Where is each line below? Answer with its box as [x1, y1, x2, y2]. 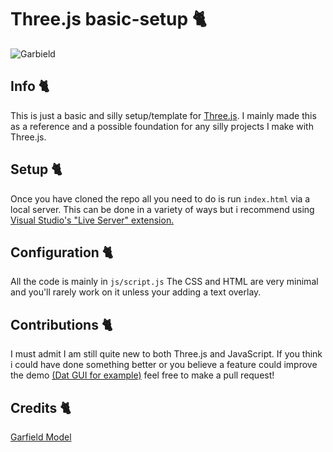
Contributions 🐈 [10, 316, 113, 333]
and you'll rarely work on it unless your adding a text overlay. [10, 286, 262, 298]
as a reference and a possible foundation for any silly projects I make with [10, 120, 314, 132]
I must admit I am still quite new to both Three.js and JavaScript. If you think [10, 348, 323, 360]
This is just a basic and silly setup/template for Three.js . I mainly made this [10, 109, 317, 121]
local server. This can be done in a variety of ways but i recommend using [10, 203, 315, 215]
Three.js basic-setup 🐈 [10, 8, 207, 31]
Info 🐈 [10, 78, 50, 95]
